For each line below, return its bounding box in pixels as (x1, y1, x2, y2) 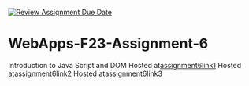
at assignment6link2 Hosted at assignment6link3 (8, 69, 163, 78)
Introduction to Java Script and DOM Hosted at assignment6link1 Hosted (8, 60, 242, 70)
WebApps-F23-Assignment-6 (8, 35, 209, 52)
